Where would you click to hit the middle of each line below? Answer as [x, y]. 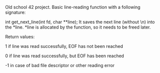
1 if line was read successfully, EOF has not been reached [64, 46]
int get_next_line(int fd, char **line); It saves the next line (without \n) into [80, 22]
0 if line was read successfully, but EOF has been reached [65, 56]
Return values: [20, 37]
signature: [15, 12]
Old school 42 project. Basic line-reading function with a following [73, 7]
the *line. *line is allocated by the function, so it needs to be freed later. [78, 27]
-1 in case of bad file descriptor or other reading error [60, 65]
